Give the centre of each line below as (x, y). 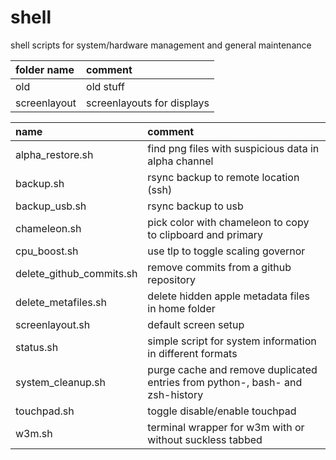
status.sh (37, 347)
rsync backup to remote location (223, 177)
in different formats (192, 353)
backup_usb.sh (51, 206)
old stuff (105, 86)
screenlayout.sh (53, 324)
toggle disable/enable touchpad (222, 411)
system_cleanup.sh (60, 382)
